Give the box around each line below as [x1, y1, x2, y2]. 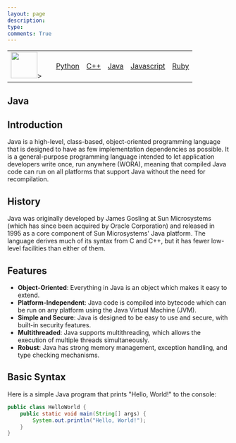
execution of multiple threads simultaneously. [17, 336, 150, 344]
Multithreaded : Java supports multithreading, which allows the [17, 329, 201, 337]
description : [7, 17, 46, 24]
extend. [17, 291, 40, 300]
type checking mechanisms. [17, 351, 100, 360]
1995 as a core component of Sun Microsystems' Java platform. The [7, 229, 206, 238]
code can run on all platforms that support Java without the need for [7, 167, 206, 176]
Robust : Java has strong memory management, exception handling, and [17, 344, 228, 352]
